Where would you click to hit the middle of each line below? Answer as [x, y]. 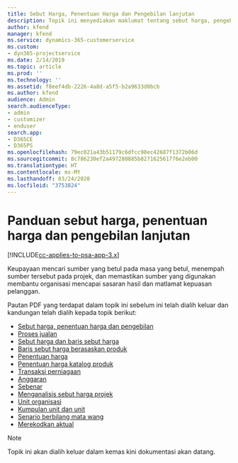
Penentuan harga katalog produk [65, 364]
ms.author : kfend [33, 93]
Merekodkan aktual [46, 424]
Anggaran [32, 379]
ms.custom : [23, 47]
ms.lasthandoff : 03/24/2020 [49, 179]
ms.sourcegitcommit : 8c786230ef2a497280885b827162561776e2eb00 [103, 159]
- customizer [27, 119]
